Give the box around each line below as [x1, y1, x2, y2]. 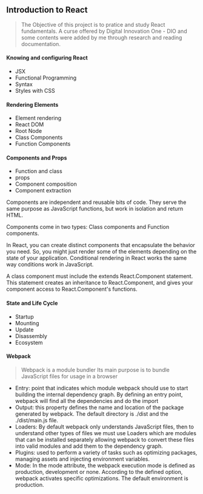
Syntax [15, 81, 33, 88]
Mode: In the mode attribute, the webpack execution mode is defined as [15, 461, 195, 469]
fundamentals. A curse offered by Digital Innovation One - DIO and [21, 27, 187, 35]
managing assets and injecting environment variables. [15, 455, 150, 462]
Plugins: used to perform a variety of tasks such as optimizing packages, [15, 448, 198, 456]
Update [15, 326, 34, 333]
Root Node [15, 127, 42, 135]
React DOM [15, 121, 44, 128]
